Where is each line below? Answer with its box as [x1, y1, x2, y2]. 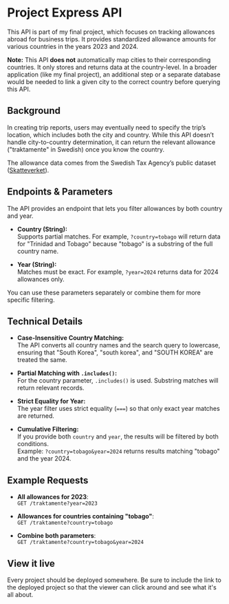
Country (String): [17, 225, 67, 233]
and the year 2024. [17, 454, 72, 463]
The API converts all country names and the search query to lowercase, [17, 341, 221, 350]
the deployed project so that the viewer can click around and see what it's [7, 583, 217, 591]
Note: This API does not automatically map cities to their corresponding [7, 55, 211, 63]
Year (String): [17, 260, 57, 268]
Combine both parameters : [17, 532, 96, 540]
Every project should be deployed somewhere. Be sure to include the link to [7, 576, 221, 584]
